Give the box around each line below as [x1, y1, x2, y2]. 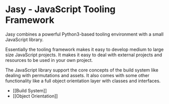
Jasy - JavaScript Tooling [5, 4, 116, 15]
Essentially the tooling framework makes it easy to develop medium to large [5, 46, 164, 52]
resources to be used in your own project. [5, 57, 93, 63]
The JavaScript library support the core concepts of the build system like [5, 67, 159, 73]
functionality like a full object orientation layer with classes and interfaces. [5, 78, 161, 84]
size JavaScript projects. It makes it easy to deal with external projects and [5, 52, 162, 58]
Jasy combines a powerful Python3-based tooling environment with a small [5, 31, 164, 37]
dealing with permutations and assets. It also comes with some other [5, 72, 150, 78]
